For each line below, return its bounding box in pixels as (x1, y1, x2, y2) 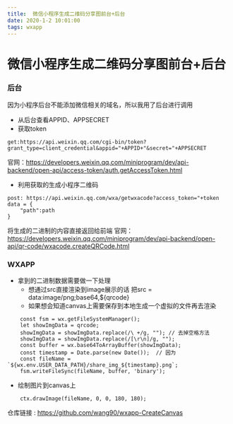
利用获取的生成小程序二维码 (17, 180, 99, 189)
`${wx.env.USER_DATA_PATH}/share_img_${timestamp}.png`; (7, 362, 179, 369)
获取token (17, 124, 47, 133)
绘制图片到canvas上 (17, 381, 76, 389)
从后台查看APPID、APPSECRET (17, 115, 109, 124)
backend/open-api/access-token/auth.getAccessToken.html (7, 165, 183, 174)
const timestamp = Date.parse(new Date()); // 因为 (20, 349, 177, 357)
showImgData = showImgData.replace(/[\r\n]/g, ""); (20, 336, 175, 343)
